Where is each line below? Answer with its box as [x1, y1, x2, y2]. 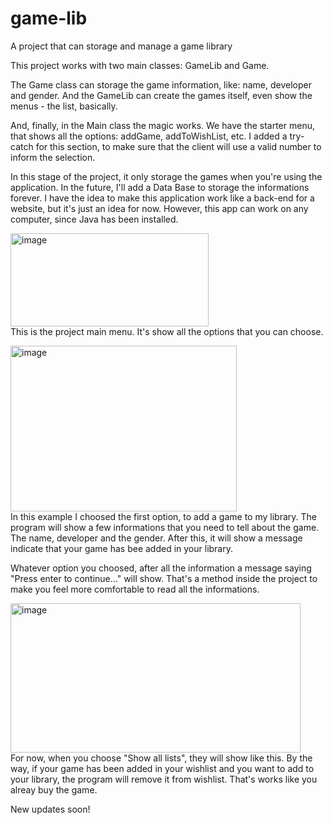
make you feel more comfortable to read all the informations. [10, 583, 260, 595]
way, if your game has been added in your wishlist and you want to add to [10, 762, 315, 774]
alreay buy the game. [10, 783, 98, 796]
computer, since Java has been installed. [10, 213, 179, 225]
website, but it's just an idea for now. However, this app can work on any [10, 202, 309, 214]
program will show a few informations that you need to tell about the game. [10, 521, 320, 533]
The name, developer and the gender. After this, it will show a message [10, 532, 303, 544]
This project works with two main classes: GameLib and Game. [10, 59, 270, 71]
